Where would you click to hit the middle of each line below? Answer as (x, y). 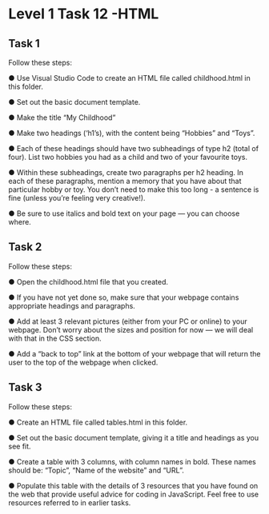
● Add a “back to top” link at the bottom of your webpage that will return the (134, 353)
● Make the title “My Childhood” (62, 118)
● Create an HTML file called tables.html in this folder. (98, 422)
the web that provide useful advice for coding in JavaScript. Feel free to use (133, 494)
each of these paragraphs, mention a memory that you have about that (125, 181)
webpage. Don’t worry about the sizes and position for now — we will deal (131, 329)
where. (20, 222)
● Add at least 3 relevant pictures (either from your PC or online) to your (128, 321)
